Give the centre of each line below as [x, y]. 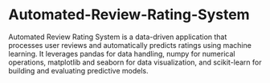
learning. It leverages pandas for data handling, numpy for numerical [122, 53]
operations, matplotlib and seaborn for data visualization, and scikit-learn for [135, 62]
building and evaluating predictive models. [78, 70]
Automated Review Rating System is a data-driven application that [118, 37]
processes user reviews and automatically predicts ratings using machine [130, 45]
